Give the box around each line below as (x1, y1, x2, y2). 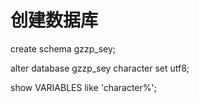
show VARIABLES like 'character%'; (10, 81, 157, 93)
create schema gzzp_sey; (10, 42, 117, 55)
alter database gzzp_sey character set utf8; (10, 62, 190, 74)
